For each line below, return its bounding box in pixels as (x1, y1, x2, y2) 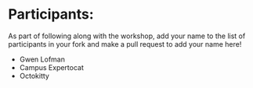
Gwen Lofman (19, 55, 65, 64)
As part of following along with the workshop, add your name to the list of (8, 31, 246, 40)
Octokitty (19, 71, 49, 80)
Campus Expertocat (19, 62, 85, 72)
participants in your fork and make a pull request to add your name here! (8, 39, 242, 48)
